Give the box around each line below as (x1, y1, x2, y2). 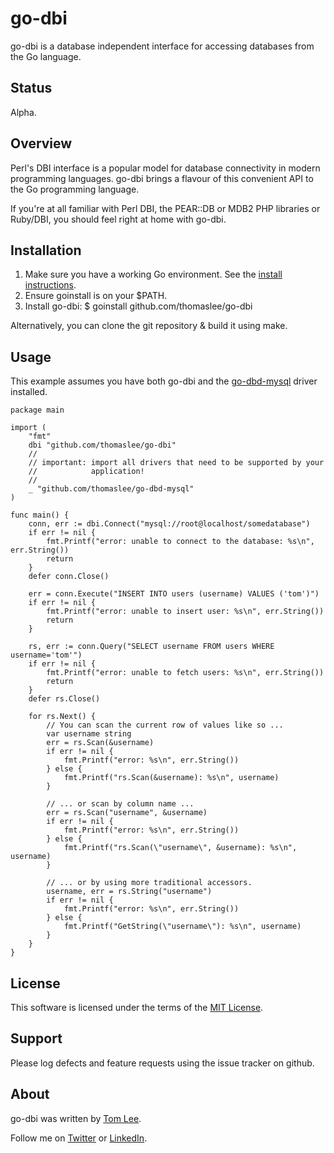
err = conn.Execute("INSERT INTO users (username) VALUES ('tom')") (28, 589, 320, 599)
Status (10, 80, 53, 97)
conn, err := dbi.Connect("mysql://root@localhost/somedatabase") (28, 519, 311, 529)
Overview (10, 135, 73, 152)
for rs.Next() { (28, 712, 97, 722)
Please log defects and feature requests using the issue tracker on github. (10, 1057, 315, 1069)
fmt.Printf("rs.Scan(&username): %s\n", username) (63, 773, 280, 783)
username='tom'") (10, 650, 83, 661)
